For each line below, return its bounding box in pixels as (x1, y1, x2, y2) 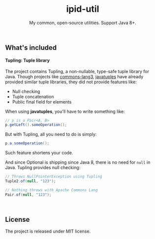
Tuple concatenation (12, 94, 54, 100)
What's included (5, 43, 57, 52)
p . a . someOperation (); (5, 141, 50, 146)
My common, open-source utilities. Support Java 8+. (29, 20, 136, 26)
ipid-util (66, 3, 99, 15)
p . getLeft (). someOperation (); (5, 122, 67, 128)
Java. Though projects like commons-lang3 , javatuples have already (5, 73, 144, 79)
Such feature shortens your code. (5, 150, 73, 156)
